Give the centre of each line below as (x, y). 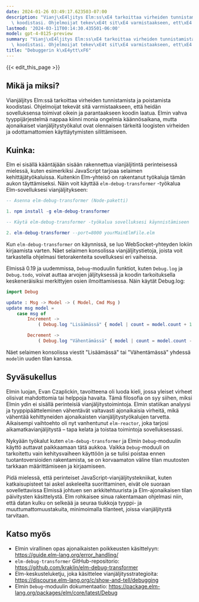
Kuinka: (21, 150)
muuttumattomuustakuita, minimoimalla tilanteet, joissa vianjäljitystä (89, 509)
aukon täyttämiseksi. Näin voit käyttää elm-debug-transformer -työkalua (93, 183)
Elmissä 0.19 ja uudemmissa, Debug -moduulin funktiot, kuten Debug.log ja (94, 268)
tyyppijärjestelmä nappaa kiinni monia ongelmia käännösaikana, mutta (92, 119)
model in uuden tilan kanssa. (39, 358)
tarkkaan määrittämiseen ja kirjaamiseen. (56, 466)
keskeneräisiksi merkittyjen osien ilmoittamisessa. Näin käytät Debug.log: (96, 281)
